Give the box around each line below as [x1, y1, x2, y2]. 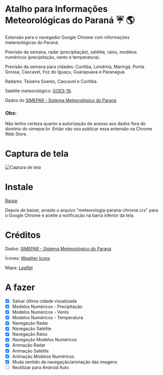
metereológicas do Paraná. [5, 39, 60, 45]
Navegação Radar [12, 320, 49, 326]
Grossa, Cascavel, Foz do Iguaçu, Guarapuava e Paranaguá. [5, 69, 126, 74]
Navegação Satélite [12, 326, 52, 331]
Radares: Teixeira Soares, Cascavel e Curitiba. [5, 78, 98, 84]
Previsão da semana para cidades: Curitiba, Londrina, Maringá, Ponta [5, 64, 145, 70]
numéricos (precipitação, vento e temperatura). [5, 54, 101, 60]
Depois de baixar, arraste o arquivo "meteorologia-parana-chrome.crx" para [5, 207, 159, 213]
